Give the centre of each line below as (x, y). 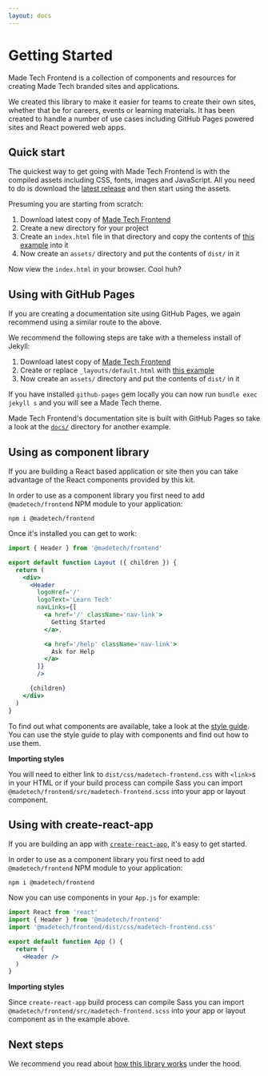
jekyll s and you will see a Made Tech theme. (85, 403)
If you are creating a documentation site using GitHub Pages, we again (124, 314)
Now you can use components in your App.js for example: (104, 897)
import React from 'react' (53, 913)
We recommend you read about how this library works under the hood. (125, 1064)
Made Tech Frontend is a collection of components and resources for (122, 78)
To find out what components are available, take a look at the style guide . (129, 726)
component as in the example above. (69, 1019)
